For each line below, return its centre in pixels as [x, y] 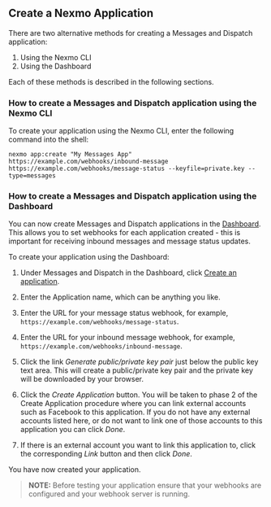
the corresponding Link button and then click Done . [106, 454]
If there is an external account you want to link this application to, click [138, 445]
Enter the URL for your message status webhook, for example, [124, 313]
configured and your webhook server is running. [109, 494]
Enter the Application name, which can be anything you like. [120, 297]
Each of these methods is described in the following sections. [111, 81]
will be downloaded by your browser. [82, 379]
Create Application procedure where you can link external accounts [133, 404]
